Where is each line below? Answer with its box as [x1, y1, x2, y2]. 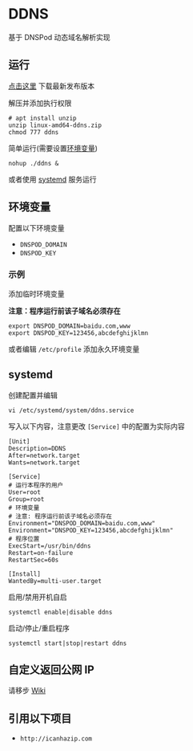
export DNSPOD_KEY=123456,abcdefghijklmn [8, 329, 149, 337]
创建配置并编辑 [8, 390, 58, 400]
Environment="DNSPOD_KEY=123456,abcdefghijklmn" [8, 526, 174, 534]
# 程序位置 [8, 535, 40, 543]
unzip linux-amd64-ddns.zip [8, 121, 103, 129]
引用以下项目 [8, 712, 72, 725]
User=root [8, 488, 42, 496]
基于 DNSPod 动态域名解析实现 [8, 32, 111, 42]
